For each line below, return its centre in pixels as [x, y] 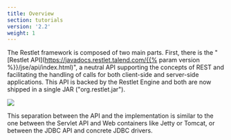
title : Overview [30, 14]
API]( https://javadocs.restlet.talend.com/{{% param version [115, 60]
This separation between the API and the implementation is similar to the [110, 116]
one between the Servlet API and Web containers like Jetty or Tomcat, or [111, 123]
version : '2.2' [29, 26]
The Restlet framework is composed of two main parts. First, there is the [110, 53]
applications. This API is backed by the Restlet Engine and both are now [109, 82]
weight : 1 [21, 33]
